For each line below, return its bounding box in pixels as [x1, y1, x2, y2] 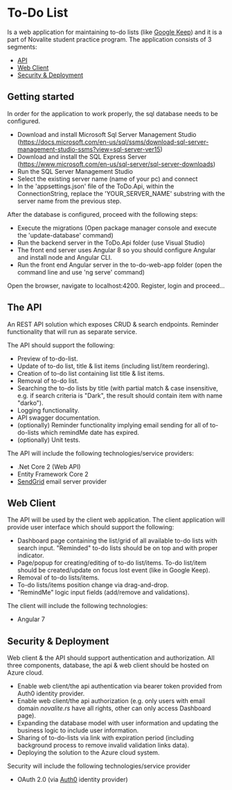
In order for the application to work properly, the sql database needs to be [7, 109, 218, 117]
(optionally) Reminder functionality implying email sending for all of [17, 420, 209, 429]
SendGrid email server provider [17, 477, 107, 486]
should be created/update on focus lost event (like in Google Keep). [17, 566, 211, 575]
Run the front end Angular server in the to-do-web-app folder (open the [17, 261, 223, 269]
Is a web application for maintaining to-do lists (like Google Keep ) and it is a [7, 28, 223, 36]
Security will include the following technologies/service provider [7, 762, 190, 771]
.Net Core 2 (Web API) [17, 462, 81, 470]
